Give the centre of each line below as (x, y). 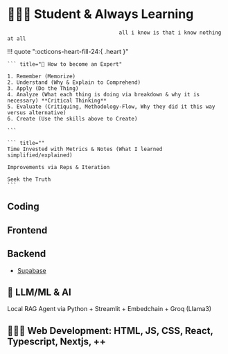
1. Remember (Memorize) (42, 76)
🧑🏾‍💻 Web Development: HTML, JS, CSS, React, (110, 331)
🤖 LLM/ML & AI (39, 292)
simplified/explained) (40, 155)
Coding (23, 207)
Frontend (27, 230)
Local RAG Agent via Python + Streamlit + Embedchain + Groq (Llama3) (109, 309)
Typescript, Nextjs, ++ (56, 341)
